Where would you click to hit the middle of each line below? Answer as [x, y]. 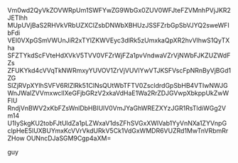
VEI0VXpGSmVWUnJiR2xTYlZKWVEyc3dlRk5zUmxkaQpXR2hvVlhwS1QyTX [119, 40]
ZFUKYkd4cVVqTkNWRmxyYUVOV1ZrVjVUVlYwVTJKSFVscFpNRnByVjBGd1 [119, 71]
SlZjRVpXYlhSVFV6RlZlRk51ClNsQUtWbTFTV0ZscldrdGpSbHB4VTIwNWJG [118, 85]
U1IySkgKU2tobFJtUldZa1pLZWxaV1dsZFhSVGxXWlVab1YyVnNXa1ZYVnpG [117, 123]
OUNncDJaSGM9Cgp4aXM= [69, 138]
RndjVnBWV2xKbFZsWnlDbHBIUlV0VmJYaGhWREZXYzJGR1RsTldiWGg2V [117, 108]
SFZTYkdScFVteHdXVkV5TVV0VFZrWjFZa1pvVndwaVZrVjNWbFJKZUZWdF [119, 55]
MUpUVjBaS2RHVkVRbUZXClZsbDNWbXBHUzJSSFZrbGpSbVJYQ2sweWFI [118, 25]
